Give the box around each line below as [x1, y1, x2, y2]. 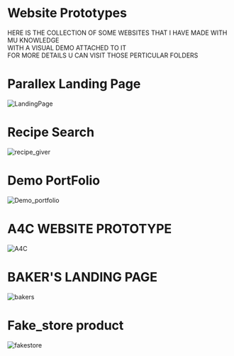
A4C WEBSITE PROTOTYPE [7, 221, 172, 237]
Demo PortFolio [7, 172, 101, 189]
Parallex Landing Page [7, 76, 141, 92]
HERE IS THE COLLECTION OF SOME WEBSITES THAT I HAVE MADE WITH [7, 28, 228, 37]
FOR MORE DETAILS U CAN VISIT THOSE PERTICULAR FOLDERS [7, 51, 199, 60]
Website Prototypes [7, 5, 128, 21]
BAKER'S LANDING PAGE [7, 269, 158, 285]
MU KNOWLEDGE [7, 35, 60, 44]
